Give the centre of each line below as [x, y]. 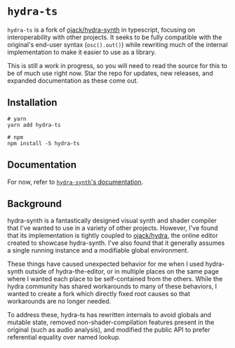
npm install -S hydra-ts [43, 143]
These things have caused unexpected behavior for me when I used [106, 264]
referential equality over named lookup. [64, 337]
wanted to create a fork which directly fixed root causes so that [99, 294]
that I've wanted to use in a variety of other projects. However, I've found [113, 228]
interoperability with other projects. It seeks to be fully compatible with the [115, 37]
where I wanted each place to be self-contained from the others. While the [115, 279]
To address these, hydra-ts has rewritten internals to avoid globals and [109, 315]
